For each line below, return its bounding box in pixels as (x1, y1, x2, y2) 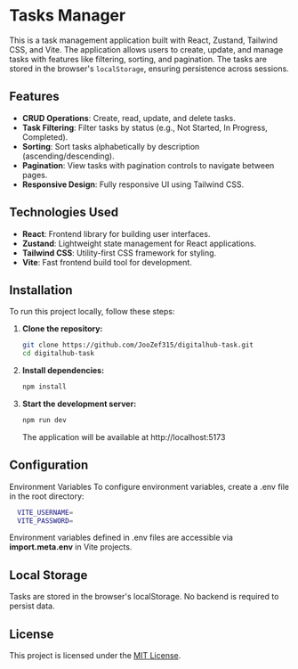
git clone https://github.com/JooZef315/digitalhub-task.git (21, 340, 254, 350)
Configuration (9, 458, 89, 473)
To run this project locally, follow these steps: (9, 306, 175, 317)
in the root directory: (9, 491, 85, 502)
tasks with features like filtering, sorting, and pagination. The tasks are (9, 53, 267, 64)
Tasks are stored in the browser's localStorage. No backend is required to (9, 591, 279, 602)
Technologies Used (9, 205, 118, 220)
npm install (21, 382, 67, 392)
